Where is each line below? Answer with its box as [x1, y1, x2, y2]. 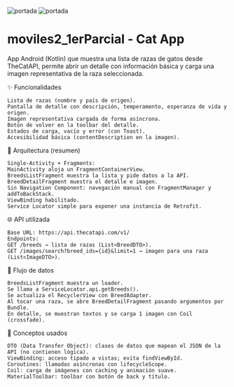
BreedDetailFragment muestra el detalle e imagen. [7, 178, 158, 185]
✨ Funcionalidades [7, 83, 62, 91]
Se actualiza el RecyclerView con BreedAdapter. [7, 291, 152, 299]
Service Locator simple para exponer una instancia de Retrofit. [7, 202, 202, 210]
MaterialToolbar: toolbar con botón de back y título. [7, 373, 171, 380]
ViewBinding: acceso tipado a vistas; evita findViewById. [7, 355, 184, 362]
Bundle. [7, 304, 30, 311]
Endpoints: [7, 235, 39, 242]
